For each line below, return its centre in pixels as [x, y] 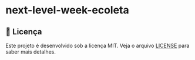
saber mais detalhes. [31, 52]
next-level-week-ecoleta [68, 10]
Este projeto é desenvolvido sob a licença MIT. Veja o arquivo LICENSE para [97, 45]
